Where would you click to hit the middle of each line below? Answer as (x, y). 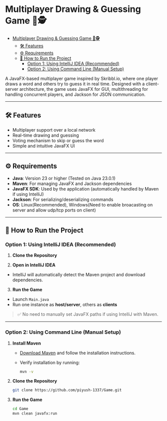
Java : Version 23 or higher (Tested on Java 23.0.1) (64, 178)
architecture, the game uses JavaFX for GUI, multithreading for (84, 89)
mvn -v (27, 372)
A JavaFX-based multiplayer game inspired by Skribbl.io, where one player (82, 78)
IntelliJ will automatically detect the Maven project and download (79, 275)
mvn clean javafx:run (35, 414)
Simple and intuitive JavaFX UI (43, 146)
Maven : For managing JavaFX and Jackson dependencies (72, 184)
